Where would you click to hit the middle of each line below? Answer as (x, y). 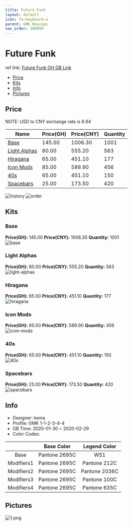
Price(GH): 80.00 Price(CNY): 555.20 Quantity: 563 (60, 267)
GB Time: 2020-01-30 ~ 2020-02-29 (51, 428)
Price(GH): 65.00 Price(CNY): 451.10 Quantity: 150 (58, 355)
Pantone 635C (100, 488)
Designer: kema (29, 417)
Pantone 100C (100, 479)
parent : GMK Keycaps (27, 24)
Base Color (57, 446)
